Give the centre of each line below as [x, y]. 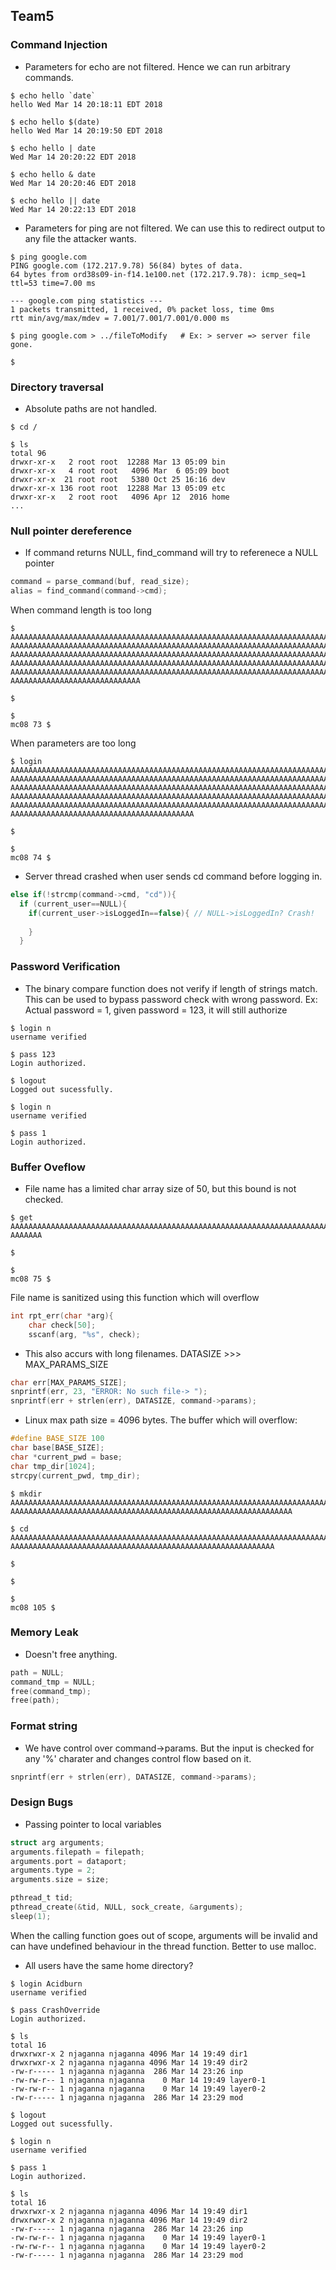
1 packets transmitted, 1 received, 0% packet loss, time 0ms [142, 309]
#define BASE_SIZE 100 [57, 1439]
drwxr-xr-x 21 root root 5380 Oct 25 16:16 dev [118, 479]
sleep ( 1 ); [31, 1916]
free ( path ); [35, 1700]
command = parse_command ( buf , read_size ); [100, 582]
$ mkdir [26, 1494]
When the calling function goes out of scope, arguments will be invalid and [164, 1935]
